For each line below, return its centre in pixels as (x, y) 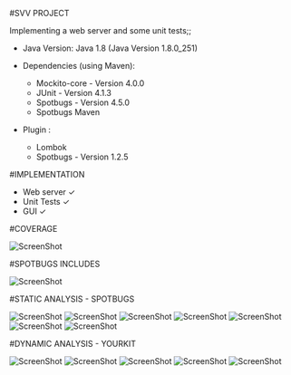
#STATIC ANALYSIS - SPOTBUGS (72, 299)
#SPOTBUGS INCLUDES (55, 264)
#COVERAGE (34, 229)
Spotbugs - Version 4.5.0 (82, 102)
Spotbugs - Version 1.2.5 (82, 157)
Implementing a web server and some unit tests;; (101, 30)
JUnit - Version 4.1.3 (73, 93)
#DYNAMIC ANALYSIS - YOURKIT (73, 344)
